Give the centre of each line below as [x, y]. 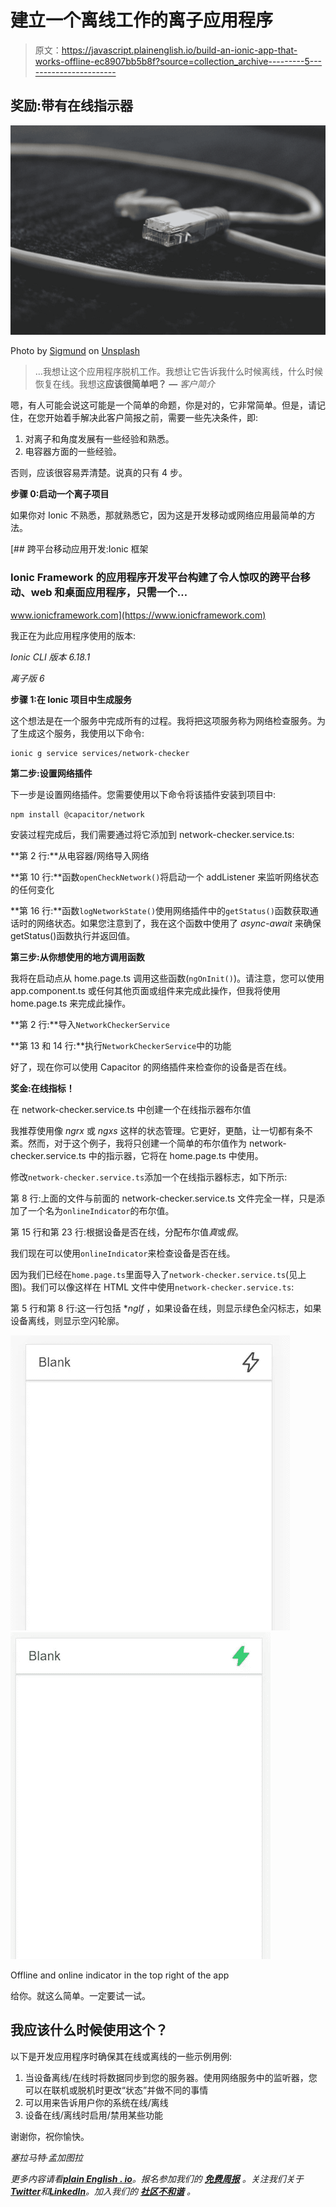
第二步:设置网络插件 [51, 773]
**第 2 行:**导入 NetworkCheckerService [90, 1024]
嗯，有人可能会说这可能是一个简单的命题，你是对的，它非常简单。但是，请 [163, 405]
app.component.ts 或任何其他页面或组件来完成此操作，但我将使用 [145, 990]
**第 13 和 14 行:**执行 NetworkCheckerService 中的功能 [121, 1045]
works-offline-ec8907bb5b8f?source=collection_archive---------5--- [178, 61]
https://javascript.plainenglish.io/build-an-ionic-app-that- [179, 50]
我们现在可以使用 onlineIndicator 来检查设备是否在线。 [123, 1253]
